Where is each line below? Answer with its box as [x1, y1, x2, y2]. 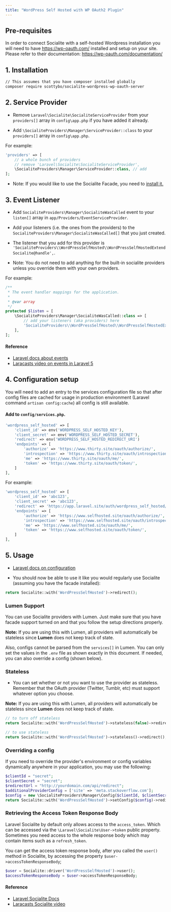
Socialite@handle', [12, 251, 54, 256]
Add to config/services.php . [5, 411, 66, 418]
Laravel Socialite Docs [12, 895, 60, 901]
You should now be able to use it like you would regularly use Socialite [12, 574, 160, 581]
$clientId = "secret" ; [5, 774, 53, 779]
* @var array [7, 299, 36, 305]
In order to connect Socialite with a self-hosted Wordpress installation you [5, 40, 161, 46]
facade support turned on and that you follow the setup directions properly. [5, 619, 164, 625]
